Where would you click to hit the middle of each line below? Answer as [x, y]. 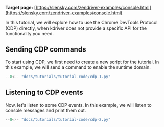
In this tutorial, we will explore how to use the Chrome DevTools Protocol [81, 23]
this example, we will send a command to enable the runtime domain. [78, 67]
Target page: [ [21, 7]
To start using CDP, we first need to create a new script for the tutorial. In [82, 62]
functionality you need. [30, 33]
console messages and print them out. [46, 110]
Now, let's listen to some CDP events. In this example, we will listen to [78, 105]
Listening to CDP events [44, 93]
